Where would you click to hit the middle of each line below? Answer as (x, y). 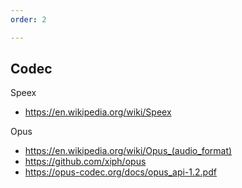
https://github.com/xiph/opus (85, 162)
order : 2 (28, 19)
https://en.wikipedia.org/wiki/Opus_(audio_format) (128, 151)
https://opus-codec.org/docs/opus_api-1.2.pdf (120, 172)
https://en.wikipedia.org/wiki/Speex (98, 112)
